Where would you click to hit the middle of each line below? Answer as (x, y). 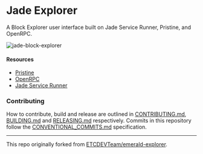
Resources (20, 59)
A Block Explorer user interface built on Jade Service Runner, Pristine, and (99, 27)
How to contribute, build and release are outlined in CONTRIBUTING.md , (96, 114)
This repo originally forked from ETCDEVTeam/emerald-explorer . (87, 144)
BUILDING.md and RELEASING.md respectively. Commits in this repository (99, 121)
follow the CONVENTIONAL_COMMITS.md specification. (76, 127)
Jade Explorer (42, 11)
